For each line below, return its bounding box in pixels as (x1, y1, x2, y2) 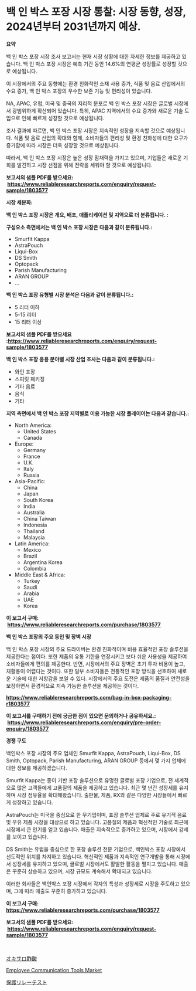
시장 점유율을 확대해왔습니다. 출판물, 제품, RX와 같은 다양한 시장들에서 (16, 791, 177, 798)
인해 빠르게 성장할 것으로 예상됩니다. (21, 114, 105, 121)
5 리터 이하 (14, 303, 40, 311)
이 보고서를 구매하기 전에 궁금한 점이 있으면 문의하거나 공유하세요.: (6, 712, 156, 719)
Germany (23, 446, 46, 453)
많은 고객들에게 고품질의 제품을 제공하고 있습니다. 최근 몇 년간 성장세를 (16, 784, 178, 791)
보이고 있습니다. (12, 833, 49, 840)
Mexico (23, 546, 42, 553)
